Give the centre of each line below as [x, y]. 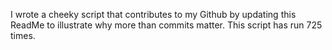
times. [23, 35]
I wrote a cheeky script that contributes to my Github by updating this [153, 14]
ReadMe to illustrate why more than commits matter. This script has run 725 [166, 25]
